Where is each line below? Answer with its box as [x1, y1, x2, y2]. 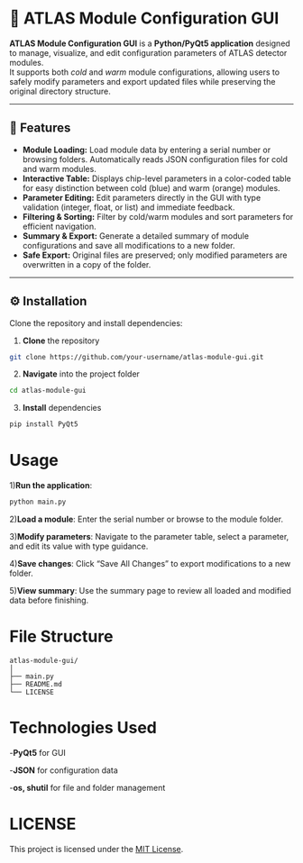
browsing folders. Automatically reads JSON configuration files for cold [22, 153, 289, 165]
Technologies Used [9, 718, 158, 738]
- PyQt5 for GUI [9, 747, 66, 758]
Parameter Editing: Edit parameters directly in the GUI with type [22, 192, 262, 203]
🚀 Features [9, 121, 71, 136]
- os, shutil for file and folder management [9, 782, 166, 793]
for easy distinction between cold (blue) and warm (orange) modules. [22, 182, 281, 193]
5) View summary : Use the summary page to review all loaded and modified [9, 586, 291, 595]
